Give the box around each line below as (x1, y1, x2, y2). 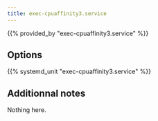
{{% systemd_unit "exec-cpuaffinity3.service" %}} (7, 67, 151, 76)
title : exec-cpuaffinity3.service (7, 10, 107, 17)
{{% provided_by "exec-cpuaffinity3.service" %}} (7, 29, 149, 37)
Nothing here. (7, 106, 46, 114)
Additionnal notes (7, 87, 86, 99)
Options (7, 49, 43, 61)
